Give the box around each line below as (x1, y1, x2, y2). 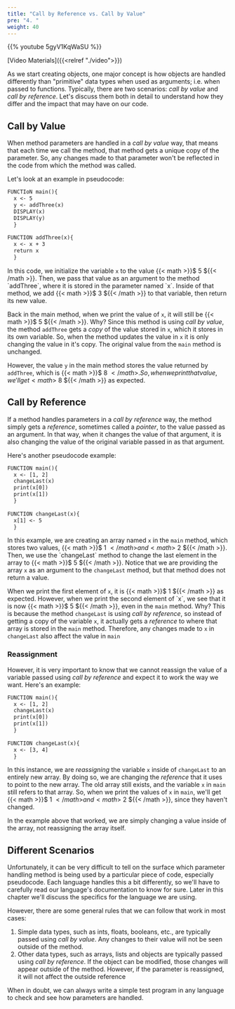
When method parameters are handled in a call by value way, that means (7, 139, 219, 148)
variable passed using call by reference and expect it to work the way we (7, 673, 219, 681)
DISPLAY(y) (13, 214, 46, 221)
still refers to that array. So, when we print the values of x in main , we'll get (7, 788, 222, 797)
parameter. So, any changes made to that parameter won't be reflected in (7, 154, 220, 162)
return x (13, 248, 39, 255)
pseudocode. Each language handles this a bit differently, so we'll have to (7, 878, 220, 887)
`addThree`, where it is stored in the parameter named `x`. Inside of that (7, 281, 214, 290)
